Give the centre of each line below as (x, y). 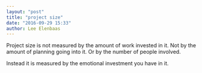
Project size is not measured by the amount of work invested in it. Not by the (101, 45)
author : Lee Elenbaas (33, 28)
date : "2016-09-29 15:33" (39, 23)
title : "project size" (35, 17)
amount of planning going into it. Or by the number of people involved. (93, 52)
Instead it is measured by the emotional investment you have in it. (87, 63)
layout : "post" (25, 12)
